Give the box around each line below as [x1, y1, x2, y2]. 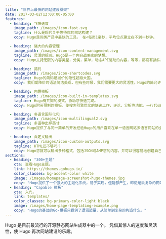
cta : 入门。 [14, 190, 37, 195]
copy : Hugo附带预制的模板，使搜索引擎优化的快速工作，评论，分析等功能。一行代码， [14, 103, 165, 108]
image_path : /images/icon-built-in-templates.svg [14, 93, 119, 99]
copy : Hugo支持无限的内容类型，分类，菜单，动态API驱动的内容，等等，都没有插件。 [14, 57, 165, 62]
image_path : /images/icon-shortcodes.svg [14, 71, 100, 76]
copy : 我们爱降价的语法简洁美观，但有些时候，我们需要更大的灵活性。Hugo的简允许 [14, 80, 162, 85]
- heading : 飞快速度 [9, 21, 49, 26]
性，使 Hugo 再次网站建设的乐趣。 [5, 228, 75, 234]
